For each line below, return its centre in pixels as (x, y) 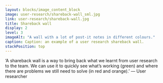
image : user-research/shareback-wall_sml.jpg (52, 14)
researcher (16, 76)
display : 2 (16, 28)
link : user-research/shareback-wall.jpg (47, 19)
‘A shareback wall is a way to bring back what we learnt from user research (81, 60)
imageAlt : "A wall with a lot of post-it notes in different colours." (80, 38)
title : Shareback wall (28, 23)
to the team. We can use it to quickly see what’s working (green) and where (82, 66)
